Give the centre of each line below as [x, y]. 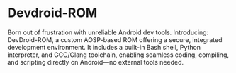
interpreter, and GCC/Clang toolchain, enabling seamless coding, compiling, [118, 55]
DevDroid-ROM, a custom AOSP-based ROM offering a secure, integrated [115, 39]
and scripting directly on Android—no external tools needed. [96, 62]
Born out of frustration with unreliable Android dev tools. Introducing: [108, 32]
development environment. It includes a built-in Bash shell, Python [104, 47]
